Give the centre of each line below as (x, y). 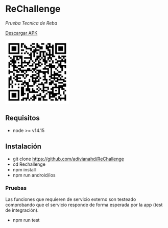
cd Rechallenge (29, 164)
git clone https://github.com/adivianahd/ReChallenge (68, 159)
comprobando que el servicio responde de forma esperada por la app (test (84, 205)
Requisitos (22, 118)
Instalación (23, 147)
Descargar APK (21, 33)
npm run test (26, 220)
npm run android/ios (34, 175)
